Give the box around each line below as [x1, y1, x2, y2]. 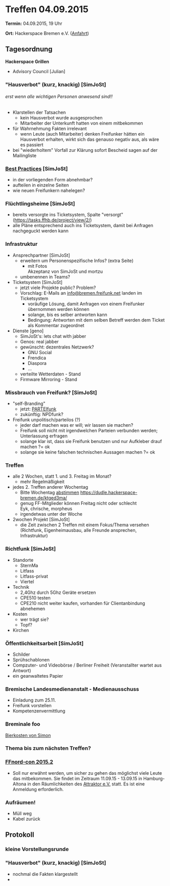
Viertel [20, 578, 34, 585]
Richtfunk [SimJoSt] [5, 545, 56, 552]
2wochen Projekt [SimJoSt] [12, 517, 70, 523]
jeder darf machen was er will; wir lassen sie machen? [20, 422, 134, 428]
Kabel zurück [12, 816, 40, 822]
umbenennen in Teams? [20, 273, 70, 280]
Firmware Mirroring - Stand [20, 376, 77, 382]
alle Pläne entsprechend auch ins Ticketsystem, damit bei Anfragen [12, 223, 153, 229]
